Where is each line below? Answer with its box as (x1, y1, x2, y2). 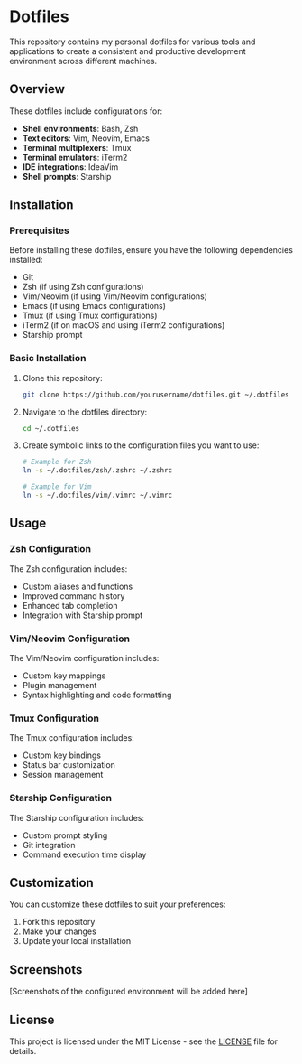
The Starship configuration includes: (9, 812, 145, 823)
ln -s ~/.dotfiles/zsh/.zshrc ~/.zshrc (22, 466, 173, 475)
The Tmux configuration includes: (9, 733, 135, 743)
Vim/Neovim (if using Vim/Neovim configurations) (22, 291, 207, 302)
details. (9, 1046, 37, 1056)
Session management (22, 770, 104, 780)
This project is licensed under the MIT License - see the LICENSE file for (9, 1036, 278, 1047)
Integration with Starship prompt (22, 610, 143, 621)
